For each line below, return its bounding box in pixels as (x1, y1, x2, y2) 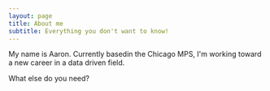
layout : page (8, 11, 53, 20)
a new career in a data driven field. (8, 58, 125, 67)
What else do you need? (8, 74, 89, 84)
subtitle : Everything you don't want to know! (8, 27, 169, 35)
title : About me (8, 19, 63, 28)
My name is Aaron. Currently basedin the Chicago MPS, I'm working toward (8, 50, 262, 59)
